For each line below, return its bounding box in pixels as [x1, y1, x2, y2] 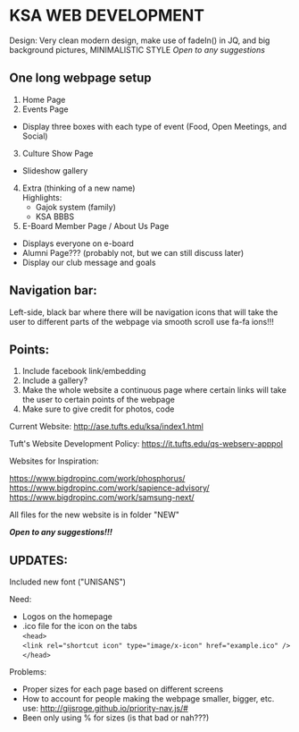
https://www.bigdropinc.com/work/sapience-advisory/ [9, 482, 210, 493]
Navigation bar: [9, 283, 98, 298]
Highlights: [21, 192, 62, 202]
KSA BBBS [35, 211, 74, 222]
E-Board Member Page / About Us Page [21, 220, 170, 231]
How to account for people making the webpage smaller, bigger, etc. [21, 694, 275, 704]
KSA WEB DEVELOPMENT [9, 5, 205, 26]
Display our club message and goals [21, 257, 156, 268]
